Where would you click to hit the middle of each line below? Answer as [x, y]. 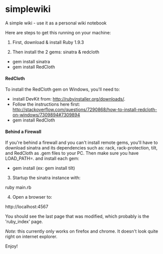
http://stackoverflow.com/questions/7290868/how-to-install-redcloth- [85, 110]
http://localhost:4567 [27, 207]
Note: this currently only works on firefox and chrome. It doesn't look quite [82, 231]
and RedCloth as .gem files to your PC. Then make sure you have [72, 153]
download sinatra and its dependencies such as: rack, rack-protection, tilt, [81, 148]
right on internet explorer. [31, 237]
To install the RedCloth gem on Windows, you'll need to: [63, 89]
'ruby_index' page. [24, 222]
